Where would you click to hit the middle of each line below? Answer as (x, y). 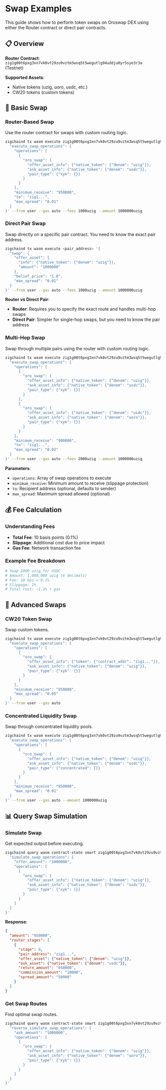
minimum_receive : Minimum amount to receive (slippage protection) (80, 483)
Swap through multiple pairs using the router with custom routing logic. (77, 348)
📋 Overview (25, 44)
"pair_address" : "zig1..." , (47, 954)
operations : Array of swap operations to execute (62, 478)
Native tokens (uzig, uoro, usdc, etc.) (50, 87)
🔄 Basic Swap (26, 108)
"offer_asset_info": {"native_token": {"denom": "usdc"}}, (89, 413)
